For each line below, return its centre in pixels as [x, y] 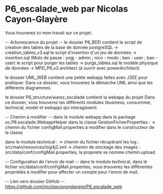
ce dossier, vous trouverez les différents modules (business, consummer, [78, 102]
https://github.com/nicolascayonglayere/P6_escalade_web [64, 186]
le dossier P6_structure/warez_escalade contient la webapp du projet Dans [80, 97]
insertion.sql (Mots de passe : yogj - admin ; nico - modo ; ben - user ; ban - [81, 57]
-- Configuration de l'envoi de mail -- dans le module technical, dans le [76, 161]
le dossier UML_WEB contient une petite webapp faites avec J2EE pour [76, 77]
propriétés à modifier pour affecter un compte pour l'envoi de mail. [72, 172]
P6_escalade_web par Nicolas [66, 9]
